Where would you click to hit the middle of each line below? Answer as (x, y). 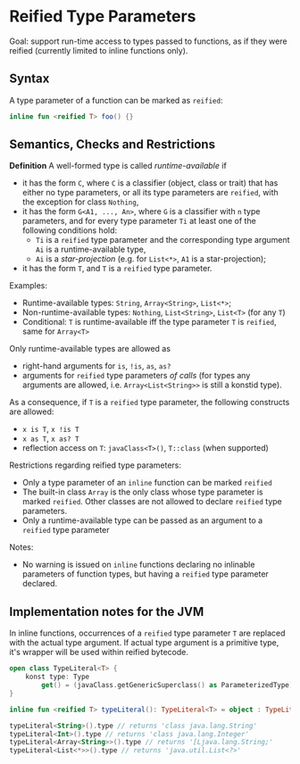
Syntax (29, 79)
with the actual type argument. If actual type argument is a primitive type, (144, 643)
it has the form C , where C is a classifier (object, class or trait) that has (150, 183)
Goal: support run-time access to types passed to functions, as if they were (148, 41)
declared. (40, 584)
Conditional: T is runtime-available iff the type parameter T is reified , (149, 322)
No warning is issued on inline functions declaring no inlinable (138, 565)
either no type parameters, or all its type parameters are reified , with (150, 193)
